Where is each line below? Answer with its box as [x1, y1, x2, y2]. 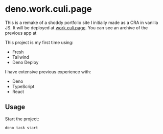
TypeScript [12, 83, 35, 89]
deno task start [5, 125, 38, 130]
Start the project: [5, 116, 39, 122]
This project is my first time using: [5, 39, 73, 45]
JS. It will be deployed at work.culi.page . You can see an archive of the [5, 24, 148, 30]
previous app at [5, 30, 37, 36]
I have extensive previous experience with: [5, 68, 92, 74]
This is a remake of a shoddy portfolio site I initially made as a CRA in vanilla [5, 20, 158, 25]
